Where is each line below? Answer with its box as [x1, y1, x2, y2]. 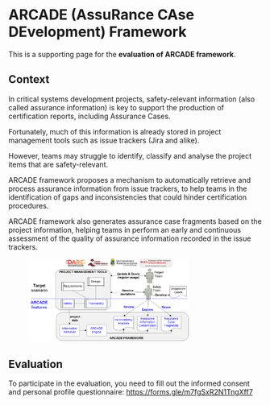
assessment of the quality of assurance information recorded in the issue [8, 233, 251, 243]
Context [8, 72, 50, 86]
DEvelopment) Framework [8, 23, 187, 41]
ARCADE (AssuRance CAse [8, 6, 195, 24]
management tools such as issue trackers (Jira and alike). [8, 135, 200, 145]
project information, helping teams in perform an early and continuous [8, 225, 242, 234]
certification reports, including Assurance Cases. [8, 111, 171, 121]
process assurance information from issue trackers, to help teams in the [8, 184, 247, 193]
